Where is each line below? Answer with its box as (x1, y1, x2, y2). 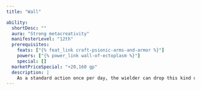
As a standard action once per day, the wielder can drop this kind (17, 75, 191, 81)
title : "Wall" (6, 8, 42, 15)
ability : (6, 19, 28, 26)
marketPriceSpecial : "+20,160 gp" (11, 64, 98, 70)
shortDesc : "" (11, 25, 47, 31)
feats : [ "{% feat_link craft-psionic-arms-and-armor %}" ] (17, 47, 165, 54)
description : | (11, 69, 50, 75)
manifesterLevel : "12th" (11, 36, 74, 42)
